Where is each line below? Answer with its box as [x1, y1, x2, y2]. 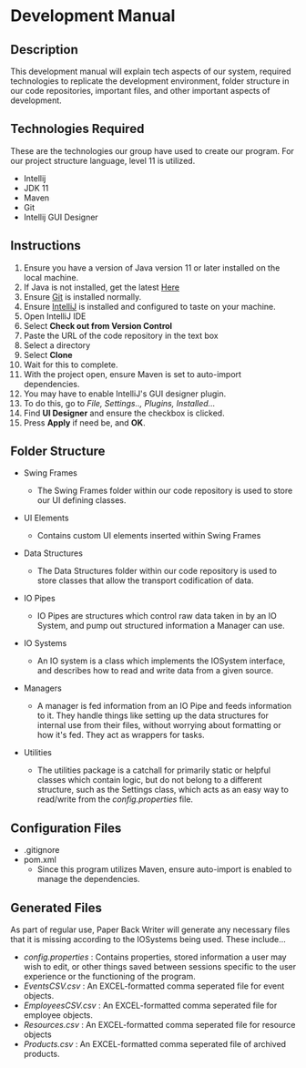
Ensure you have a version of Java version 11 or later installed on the [23, 262, 280, 273]
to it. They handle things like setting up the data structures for [36, 710, 270, 721]
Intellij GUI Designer [23, 211, 98, 222]
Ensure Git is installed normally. [23, 291, 142, 302]
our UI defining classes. [36, 495, 127, 506]
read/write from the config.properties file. [36, 794, 194, 805]
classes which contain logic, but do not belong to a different [36, 775, 262, 786]
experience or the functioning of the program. [23, 971, 196, 982]
